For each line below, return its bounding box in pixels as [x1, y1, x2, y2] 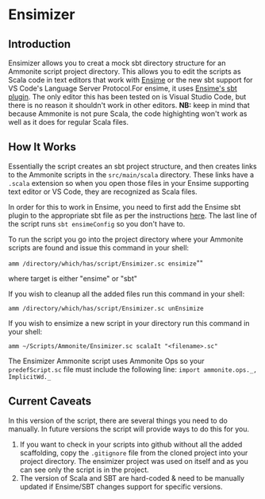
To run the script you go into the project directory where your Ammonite [8, 234, 244, 244]
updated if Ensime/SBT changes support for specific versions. [19, 482, 223, 491]
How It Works [8, 141, 77, 154]
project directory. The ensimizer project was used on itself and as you [19, 456, 248, 466]
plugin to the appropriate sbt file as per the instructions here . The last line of [8, 211, 258, 220]
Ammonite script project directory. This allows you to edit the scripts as [8, 67, 241, 76]
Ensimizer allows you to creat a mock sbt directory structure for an [8, 58, 226, 68]
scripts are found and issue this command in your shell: [8, 242, 189, 252]
